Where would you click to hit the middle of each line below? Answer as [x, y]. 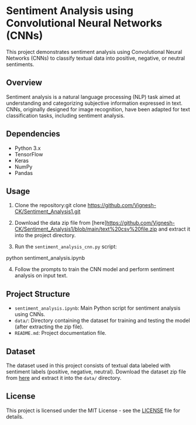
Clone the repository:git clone [50, 205]
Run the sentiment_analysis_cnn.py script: [66, 246]
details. [15, 416]
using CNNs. [30, 314]
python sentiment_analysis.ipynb [46, 258]
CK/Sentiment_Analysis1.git [47, 211]
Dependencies [33, 134]
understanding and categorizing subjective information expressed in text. [94, 103]
